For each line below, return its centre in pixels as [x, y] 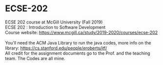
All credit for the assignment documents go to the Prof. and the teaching [78, 53]
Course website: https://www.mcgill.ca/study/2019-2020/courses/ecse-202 [81, 32]
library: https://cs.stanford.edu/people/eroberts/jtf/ [56, 48]
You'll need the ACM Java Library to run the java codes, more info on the [78, 43]
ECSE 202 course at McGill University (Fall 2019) [54, 22]
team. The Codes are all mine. [35, 58]
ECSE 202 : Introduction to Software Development [55, 27]
